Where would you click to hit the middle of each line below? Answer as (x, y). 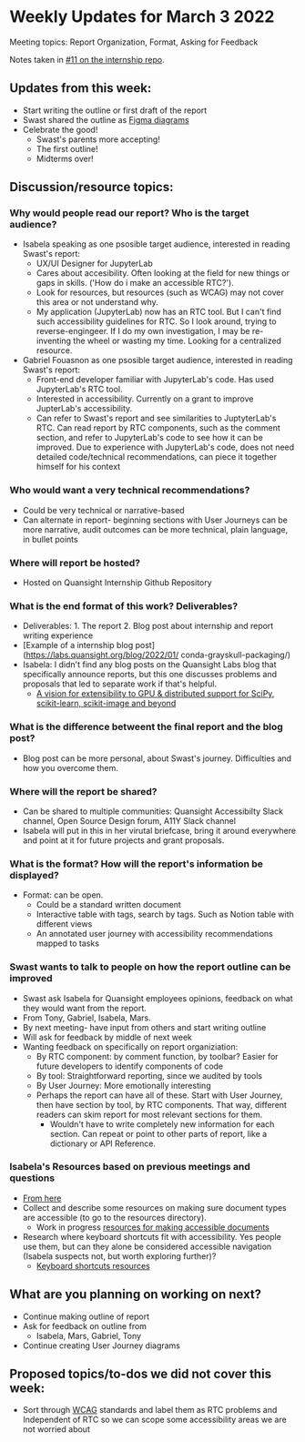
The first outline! (67, 148)
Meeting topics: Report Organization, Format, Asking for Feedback (134, 42)
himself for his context (78, 467)
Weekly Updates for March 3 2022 (142, 17)
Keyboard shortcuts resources (93, 1265)
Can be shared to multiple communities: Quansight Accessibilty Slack (153, 811)
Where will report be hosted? (75, 563)
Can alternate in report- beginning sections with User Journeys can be (155, 520)
